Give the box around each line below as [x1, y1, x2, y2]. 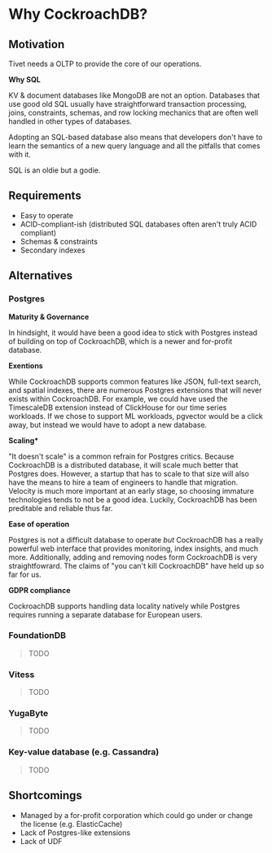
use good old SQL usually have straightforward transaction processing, [8, 99, 247, 108]
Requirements [8, 189, 81, 203]
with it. [8, 150, 31, 159]
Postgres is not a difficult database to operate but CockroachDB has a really [8, 534, 263, 544]
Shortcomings [8, 789, 83, 802]
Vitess [8, 669, 35, 680]
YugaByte [8, 708, 49, 719]
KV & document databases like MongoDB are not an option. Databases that [8, 90, 261, 100]
